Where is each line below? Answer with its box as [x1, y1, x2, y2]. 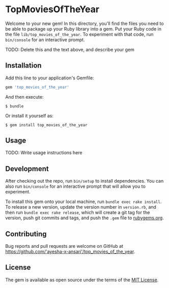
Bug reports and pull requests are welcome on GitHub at [5, 243, 124, 249]
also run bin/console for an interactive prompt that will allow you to [5, 183, 146, 189]
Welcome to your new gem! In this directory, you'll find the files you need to [5, 20, 164, 26]
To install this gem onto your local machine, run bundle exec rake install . [5, 198, 162, 205]
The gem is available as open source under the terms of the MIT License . [5, 276, 159, 283]
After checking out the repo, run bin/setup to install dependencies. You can [5, 178, 164, 184]
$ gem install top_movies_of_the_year [5, 122, 88, 128]
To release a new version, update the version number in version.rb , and [5, 204, 157, 210]
